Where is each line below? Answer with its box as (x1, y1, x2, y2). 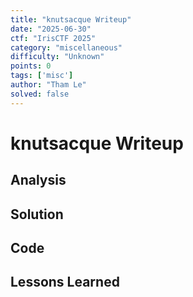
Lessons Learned (10, 274, 120, 291)
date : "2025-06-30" (10, 24, 92, 34)
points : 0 (10, 61, 52, 71)
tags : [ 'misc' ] (10, 71, 74, 81)
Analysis (10, 172, 67, 189)
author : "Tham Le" (10, 80, 87, 90)
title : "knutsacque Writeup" (10, 14, 132, 25)
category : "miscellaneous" (10, 42, 123, 53)
